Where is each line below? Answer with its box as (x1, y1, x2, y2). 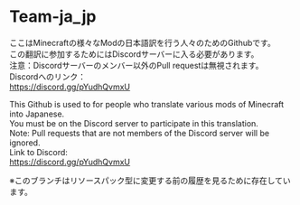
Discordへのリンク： (9, 70, 86, 82)
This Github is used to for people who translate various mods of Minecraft (9, 98, 285, 109)
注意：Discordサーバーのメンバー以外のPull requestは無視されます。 (9, 60, 264, 70)
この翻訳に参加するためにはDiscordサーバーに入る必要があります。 (9, 48, 259, 60)
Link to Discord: (9, 146, 68, 157)
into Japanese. (9, 108, 65, 119)
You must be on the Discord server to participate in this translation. (9, 117, 259, 128)
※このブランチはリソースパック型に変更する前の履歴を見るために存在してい (9, 174, 291, 186)
